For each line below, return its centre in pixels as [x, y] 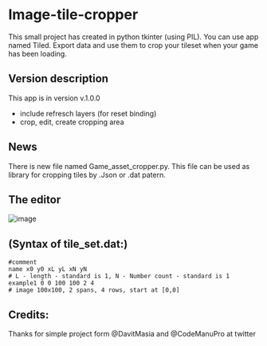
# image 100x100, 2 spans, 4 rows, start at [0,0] [94, 290]
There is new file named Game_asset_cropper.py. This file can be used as [129, 166]
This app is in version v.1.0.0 [55, 98]
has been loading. [38, 53]
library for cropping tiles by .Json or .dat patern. [87, 175]
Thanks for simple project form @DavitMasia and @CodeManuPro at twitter [132, 334]
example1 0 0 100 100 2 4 [51, 283]
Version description [59, 79]
